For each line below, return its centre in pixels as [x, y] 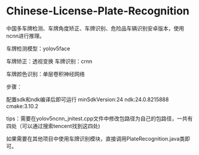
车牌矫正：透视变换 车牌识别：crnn [49, 61]
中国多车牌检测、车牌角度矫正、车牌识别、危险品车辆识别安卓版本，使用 [95, 28]
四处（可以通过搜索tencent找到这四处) [53, 126]
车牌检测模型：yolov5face [38, 48]
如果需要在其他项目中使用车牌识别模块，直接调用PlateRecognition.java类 [96, 138]
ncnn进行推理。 [25, 36]
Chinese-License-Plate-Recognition [98, 11]
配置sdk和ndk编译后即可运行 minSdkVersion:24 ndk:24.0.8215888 [88, 99]
